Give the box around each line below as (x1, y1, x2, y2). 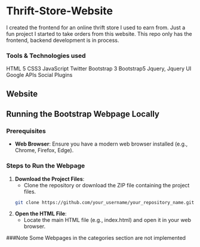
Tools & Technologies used (6, 51, 86, 60)
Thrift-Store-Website (6, 4, 113, 18)
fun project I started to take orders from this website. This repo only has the (6, 30, 192, 37)
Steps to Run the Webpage (6, 162, 85, 170)
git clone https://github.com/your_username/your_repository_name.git (14, 199, 195, 205)
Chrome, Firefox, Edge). (14, 147, 74, 154)
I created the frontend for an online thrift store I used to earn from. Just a (6, 24, 186, 31)
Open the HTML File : (14, 210, 67, 217)
